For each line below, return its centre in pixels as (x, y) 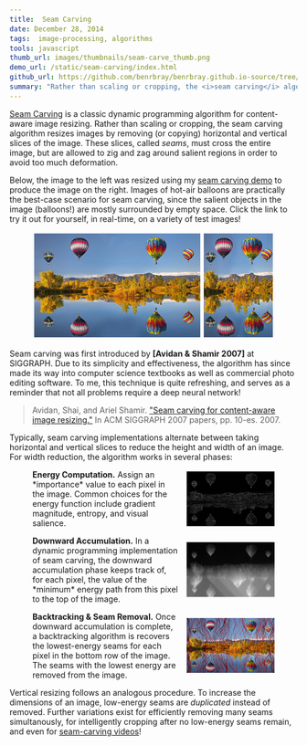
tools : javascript (44, 48)
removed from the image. (80, 675)
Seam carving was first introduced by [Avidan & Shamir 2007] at (132, 353)
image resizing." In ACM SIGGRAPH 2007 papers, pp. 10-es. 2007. (156, 419)
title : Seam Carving (51, 19)
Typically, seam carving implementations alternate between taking (134, 437)
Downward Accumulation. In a (91, 541)
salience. (49, 523)
